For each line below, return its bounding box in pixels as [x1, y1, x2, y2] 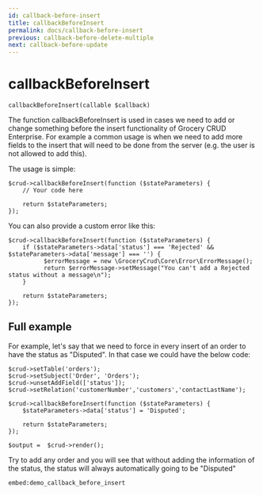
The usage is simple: [8, 164, 76, 174]
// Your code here [22, 187, 83, 195]
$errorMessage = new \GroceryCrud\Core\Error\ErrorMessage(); [43, 257, 253, 265]
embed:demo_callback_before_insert [8, 478, 126, 487]
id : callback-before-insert [8, 11, 101, 20]
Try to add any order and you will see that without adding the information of [8, 455, 255, 464]
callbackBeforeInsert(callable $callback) [8, 101, 151, 109]
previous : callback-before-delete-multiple [8, 33, 154, 42]
